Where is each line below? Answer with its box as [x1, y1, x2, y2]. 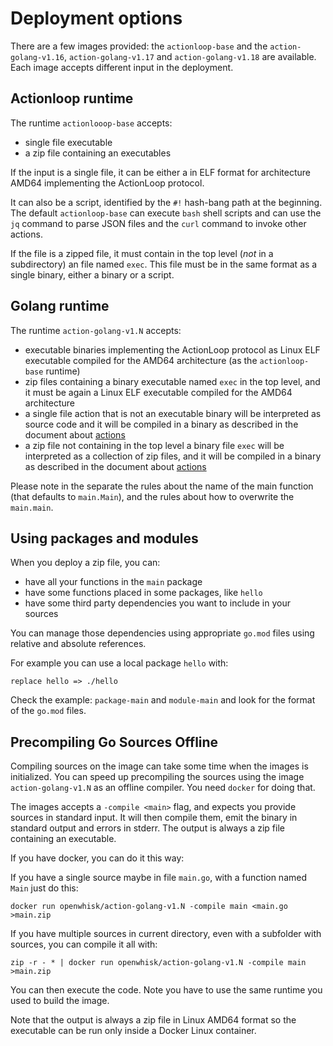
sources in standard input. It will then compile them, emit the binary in [10, 812, 298, 824]
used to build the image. [10, 995, 110, 1007]
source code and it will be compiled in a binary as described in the [24, 418, 299, 430]
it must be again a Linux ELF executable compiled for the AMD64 [24, 386, 293, 398]
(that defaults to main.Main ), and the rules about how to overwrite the [10, 490, 295, 502]
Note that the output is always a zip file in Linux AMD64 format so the [10, 1014, 297, 1026]
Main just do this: [10, 882, 79, 894]
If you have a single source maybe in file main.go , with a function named [10, 872, 308, 884]
